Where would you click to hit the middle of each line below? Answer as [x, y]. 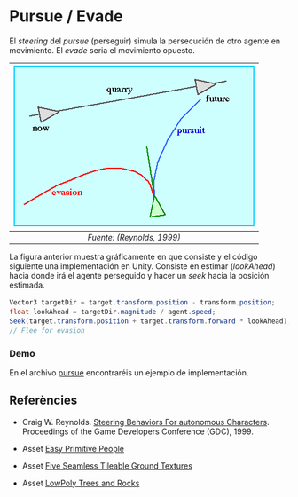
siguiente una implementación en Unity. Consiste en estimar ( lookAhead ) [142, 266]
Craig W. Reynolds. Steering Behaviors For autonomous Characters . [145, 422]
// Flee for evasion [47, 330]
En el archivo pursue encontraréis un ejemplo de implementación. [129, 372]
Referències [43, 401]
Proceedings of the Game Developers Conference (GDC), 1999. [138, 431]
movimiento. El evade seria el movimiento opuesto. [102, 50]
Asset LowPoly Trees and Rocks [81, 483]
